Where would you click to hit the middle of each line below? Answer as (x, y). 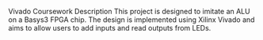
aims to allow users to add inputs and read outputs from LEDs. (110, 28)
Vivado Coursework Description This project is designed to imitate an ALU (130, 11)
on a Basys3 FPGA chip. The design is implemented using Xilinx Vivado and (131, 20)
